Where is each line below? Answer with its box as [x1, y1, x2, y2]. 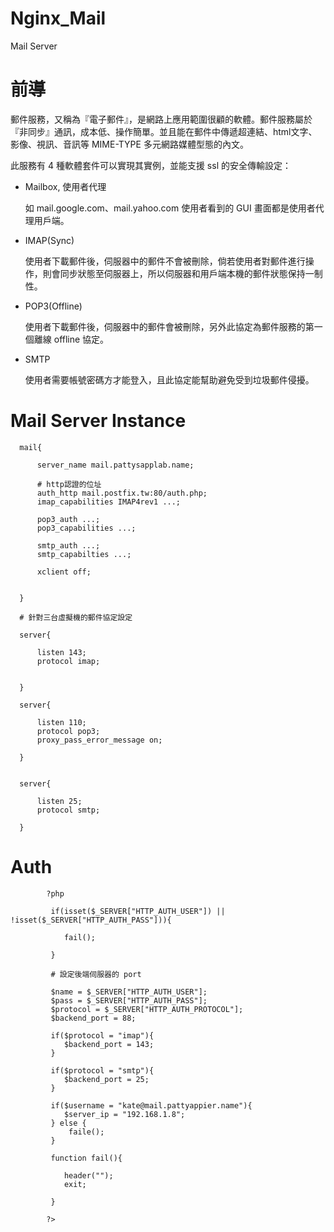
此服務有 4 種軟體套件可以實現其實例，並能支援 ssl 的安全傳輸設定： [10, 159, 292, 171]
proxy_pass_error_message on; [36, 735, 163, 745]
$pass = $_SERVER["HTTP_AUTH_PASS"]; [50, 995, 208, 1006]
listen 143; [36, 647, 87, 657]
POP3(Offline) [24, 300, 83, 312]
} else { [50, 1118, 87, 1128]
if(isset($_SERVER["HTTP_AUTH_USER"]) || [50, 906, 226, 916]
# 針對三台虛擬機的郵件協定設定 [19, 612, 133, 622]
